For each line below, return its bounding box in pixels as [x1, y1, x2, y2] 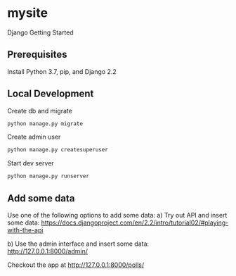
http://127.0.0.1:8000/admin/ [7, 247, 88, 255]
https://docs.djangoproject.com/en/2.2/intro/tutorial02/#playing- [41, 218, 229, 227]
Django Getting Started [7, 28, 74, 37]
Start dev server [7, 159, 54, 168]
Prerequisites [7, 49, 67, 61]
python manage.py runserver [7, 172, 90, 180]
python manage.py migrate [7, 120, 83, 127]
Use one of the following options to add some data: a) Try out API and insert [7, 211, 228, 219]
